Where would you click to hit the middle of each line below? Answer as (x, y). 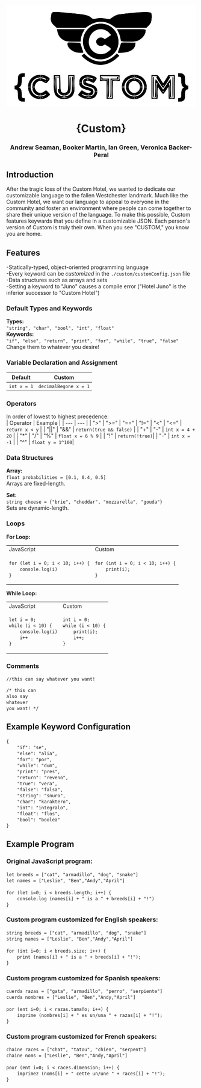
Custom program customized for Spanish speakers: (83, 978)
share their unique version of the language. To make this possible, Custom (98, 215)
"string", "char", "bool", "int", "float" (60, 329)
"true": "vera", (38, 784)
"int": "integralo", (43, 808)
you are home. (24, 234)
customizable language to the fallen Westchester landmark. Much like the (97, 196)
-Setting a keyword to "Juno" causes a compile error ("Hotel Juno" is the (96, 286)
